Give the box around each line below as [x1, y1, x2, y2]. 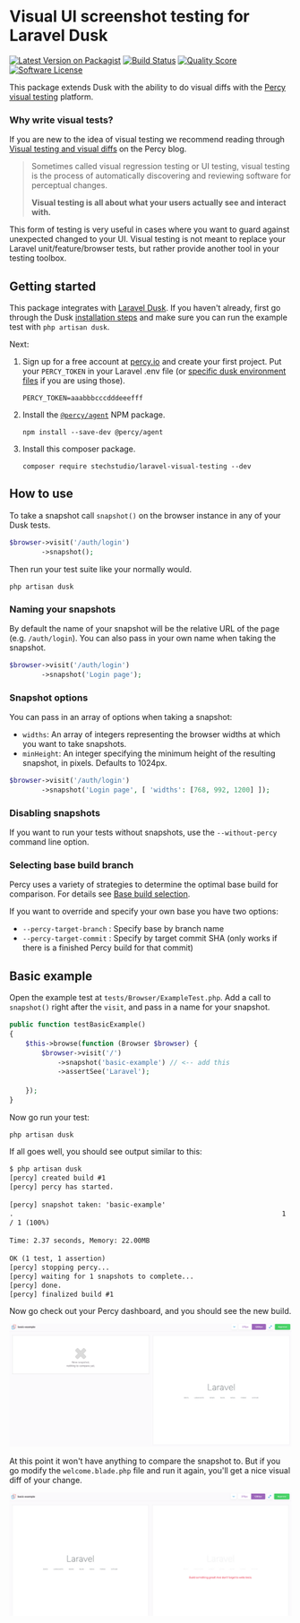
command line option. [9, 837, 90, 847]
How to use [9, 486, 73, 502]
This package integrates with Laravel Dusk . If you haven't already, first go [9, 303, 281, 313]
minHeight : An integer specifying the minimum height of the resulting [21, 748, 276, 759]
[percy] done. [9, 1281, 63, 1290]
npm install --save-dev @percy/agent [21, 428, 164, 437]
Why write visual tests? [9, 114, 114, 126]
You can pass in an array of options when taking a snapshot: [9, 711, 233, 722]
